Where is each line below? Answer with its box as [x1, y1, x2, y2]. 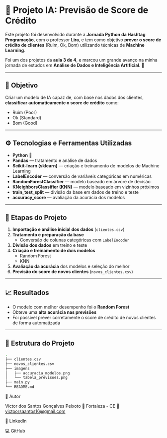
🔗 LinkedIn [5, 418, 27, 424]
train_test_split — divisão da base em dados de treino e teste [12, 189, 139, 195]
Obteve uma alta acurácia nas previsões [12, 309, 97, 315]
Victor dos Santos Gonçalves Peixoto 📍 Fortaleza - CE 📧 [5, 403, 120, 409]
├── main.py [5, 380, 30, 385]
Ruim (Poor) [12, 109, 37, 115]
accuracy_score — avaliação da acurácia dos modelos [12, 194, 125, 200]
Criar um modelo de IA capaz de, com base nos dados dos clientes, [5, 94, 144, 100]
